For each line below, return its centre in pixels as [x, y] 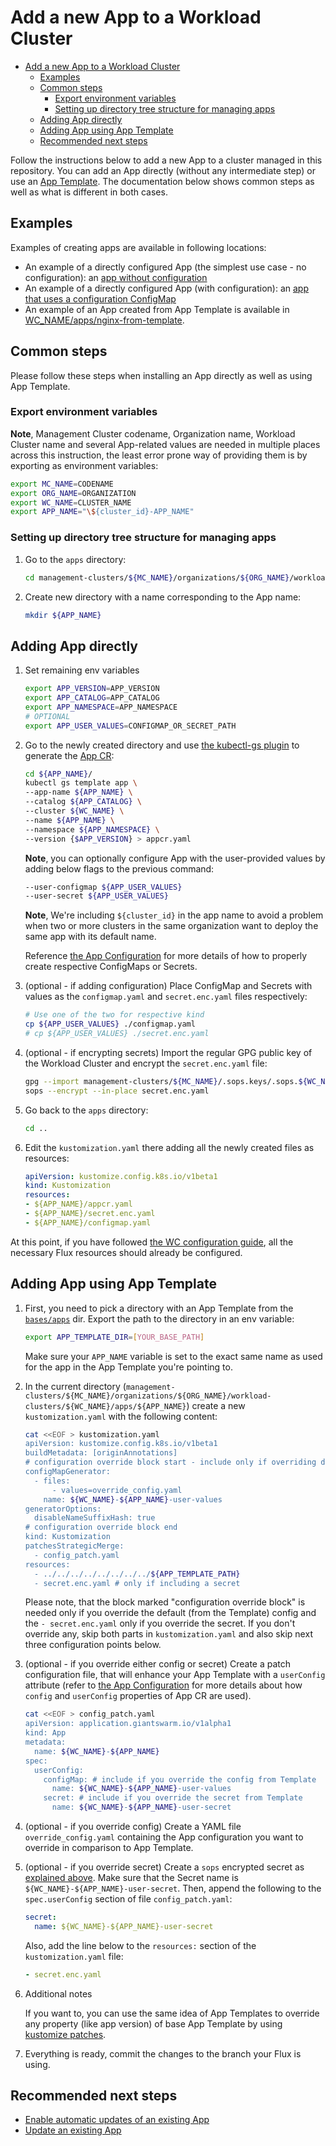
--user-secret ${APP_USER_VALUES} [96, 896]
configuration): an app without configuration [116, 277]
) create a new [216, 1405]
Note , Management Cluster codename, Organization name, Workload [153, 433]
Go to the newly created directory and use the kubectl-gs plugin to [162, 745]
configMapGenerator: [67, 1472]
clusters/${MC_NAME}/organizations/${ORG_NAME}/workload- [148, 1396]
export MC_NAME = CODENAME [62, 484]
